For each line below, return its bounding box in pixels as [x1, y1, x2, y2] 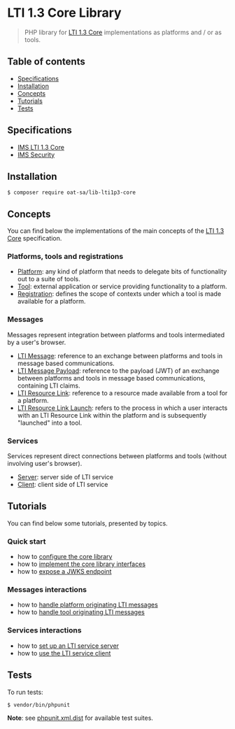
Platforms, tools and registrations [7, 252, 124, 262]
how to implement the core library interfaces [17, 560, 145, 568]
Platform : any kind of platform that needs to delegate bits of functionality [17, 267, 227, 276]
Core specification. [7, 234, 62, 243]
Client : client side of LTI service [17, 481, 108, 489]
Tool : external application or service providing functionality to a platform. [17, 282, 227, 291]
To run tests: [7, 688, 43, 696]
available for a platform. [17, 297, 86, 306]
